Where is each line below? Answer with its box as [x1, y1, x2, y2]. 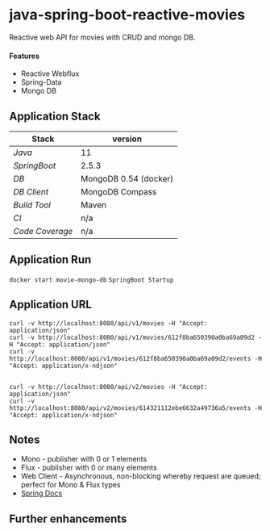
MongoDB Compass [81, 186, 157, 197]
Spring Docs [20, 488, 63, 498]
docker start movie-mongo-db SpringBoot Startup [9, 276, 174, 284]
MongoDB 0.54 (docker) [81, 173, 174, 184]
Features [9, 51, 39, 61]
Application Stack [9, 109, 101, 123]
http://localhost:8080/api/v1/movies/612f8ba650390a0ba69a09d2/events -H [9, 354, 263, 362]
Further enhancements [9, 512, 127, 525]
